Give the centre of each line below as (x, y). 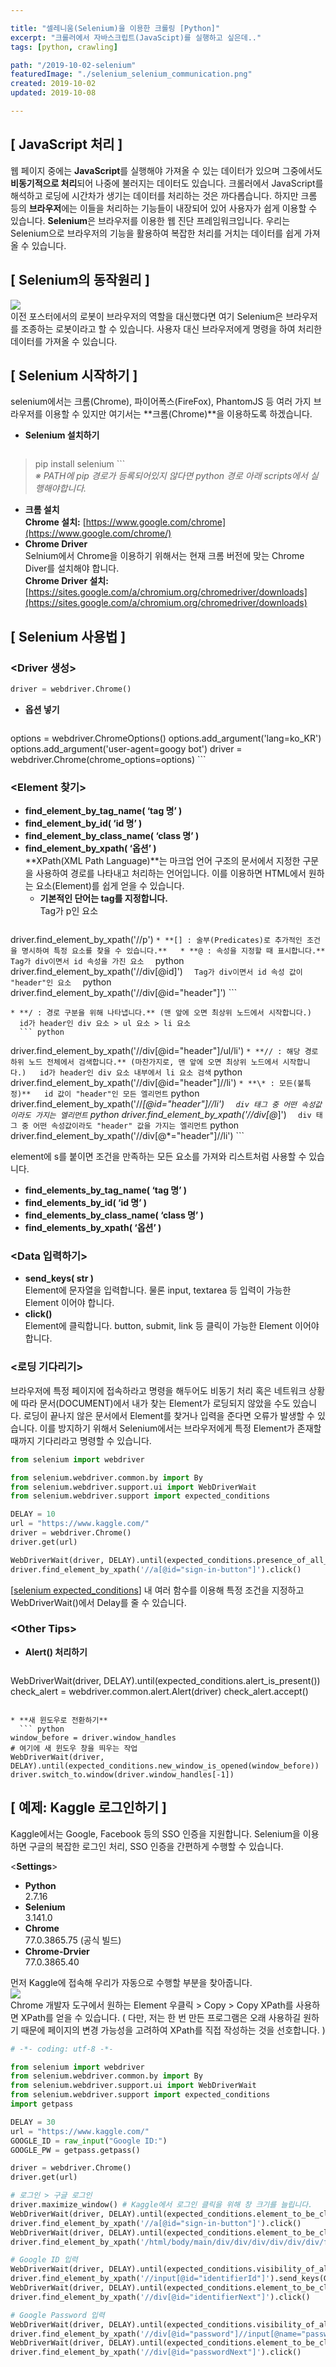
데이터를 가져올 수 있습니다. (64, 341)
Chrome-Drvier (57, 1951)
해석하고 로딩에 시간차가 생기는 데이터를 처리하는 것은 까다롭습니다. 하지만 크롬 (164, 195)
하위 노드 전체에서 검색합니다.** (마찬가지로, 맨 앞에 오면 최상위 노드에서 (144, 1062)
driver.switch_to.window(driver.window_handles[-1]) (122, 1774)
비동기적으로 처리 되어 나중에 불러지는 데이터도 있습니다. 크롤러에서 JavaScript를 (167, 183)
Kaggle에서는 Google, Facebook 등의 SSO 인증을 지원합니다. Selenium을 (155, 1833)
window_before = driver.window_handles (93, 1737)
